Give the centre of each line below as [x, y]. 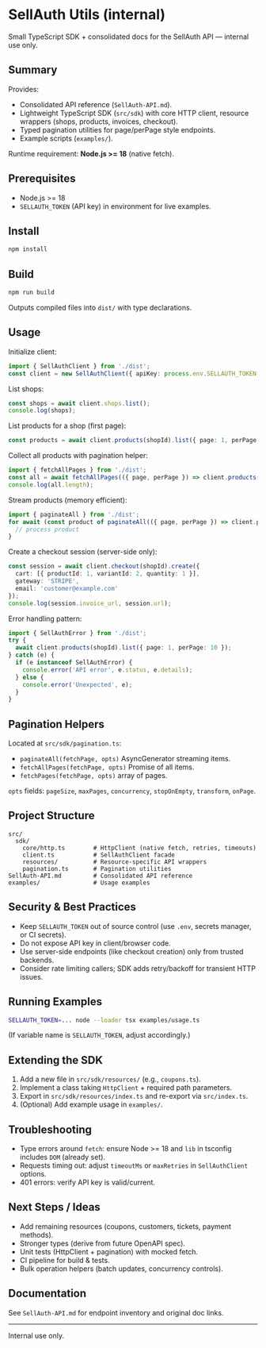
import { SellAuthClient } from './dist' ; [79, 366]
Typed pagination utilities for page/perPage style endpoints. [118, 129]
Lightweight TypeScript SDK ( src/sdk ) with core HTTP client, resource [134, 113]
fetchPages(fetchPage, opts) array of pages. [93, 776]
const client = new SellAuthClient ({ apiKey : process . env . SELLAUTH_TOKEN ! [134, 374]
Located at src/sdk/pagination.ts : [65, 743]
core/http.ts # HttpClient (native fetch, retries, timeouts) [140, 848]
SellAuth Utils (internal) [87, 15]
